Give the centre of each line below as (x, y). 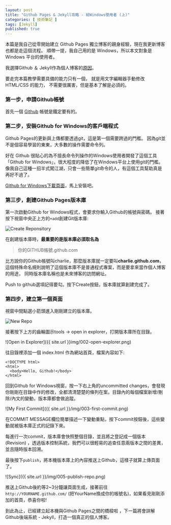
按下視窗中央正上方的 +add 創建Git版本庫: (47, 219)
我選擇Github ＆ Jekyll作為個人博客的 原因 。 (51, 68)
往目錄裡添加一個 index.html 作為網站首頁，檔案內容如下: (65, 352)
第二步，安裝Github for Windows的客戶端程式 (62, 126)
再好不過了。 (19, 175)
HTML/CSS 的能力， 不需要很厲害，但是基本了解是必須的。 (67, 85)
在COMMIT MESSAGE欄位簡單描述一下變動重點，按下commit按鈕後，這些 (83, 419)
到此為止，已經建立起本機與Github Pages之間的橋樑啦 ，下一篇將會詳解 (80, 511)
